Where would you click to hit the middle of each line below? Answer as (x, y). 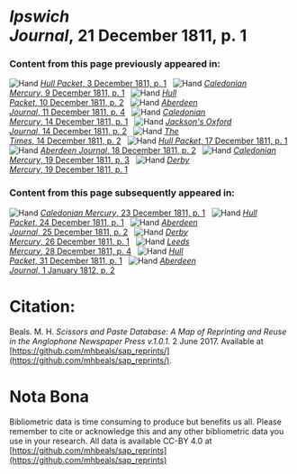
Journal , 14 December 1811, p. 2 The (94, 132)
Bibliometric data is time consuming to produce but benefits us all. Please (145, 422)
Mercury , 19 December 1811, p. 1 (69, 169)
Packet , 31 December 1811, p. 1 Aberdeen (103, 260)
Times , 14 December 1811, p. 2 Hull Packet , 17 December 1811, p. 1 (148, 141)
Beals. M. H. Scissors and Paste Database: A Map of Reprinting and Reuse (148, 332)
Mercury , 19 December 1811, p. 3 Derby (99, 160)
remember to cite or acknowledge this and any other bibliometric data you (147, 431)
